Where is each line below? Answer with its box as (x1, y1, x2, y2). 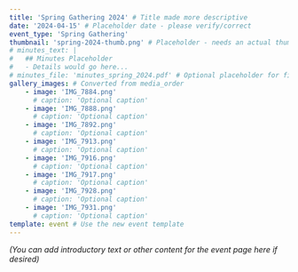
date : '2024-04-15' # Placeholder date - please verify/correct (9, 21, 252, 30)
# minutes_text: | (9, 46, 77, 55)
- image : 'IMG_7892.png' (25, 121, 117, 130)
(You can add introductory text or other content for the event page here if (9, 244, 278, 254)
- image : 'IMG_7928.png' (25, 187, 117, 196)
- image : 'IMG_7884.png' (25, 87, 117, 96)
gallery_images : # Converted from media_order (9, 79, 184, 88)
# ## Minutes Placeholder (9, 54, 114, 63)
